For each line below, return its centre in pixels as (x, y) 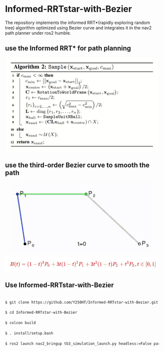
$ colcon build (20, 323)
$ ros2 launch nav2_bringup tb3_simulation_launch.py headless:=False (78, 344)
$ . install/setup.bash (29, 333)
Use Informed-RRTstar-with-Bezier (60, 285)
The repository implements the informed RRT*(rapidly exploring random (78, 23)
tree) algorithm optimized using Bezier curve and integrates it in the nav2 (78, 27)
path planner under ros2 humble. (38, 33)
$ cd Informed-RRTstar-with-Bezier (41, 313)
